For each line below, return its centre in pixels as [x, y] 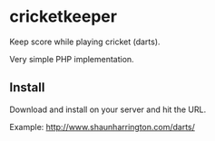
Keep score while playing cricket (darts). [85, 42]
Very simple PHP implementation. [72, 59]
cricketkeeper [64, 17]
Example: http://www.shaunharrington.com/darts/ [102, 127]
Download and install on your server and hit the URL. [108, 109]
